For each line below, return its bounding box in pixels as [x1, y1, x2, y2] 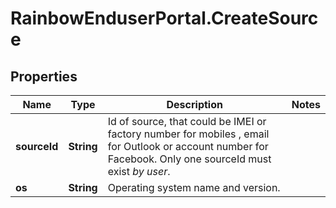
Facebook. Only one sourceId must [107, 152, 272, 166]
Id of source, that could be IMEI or [107, 115, 267, 128]
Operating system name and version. [107, 181, 281, 194]
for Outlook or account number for [107, 140, 269, 153]
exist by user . [107, 165, 171, 178]
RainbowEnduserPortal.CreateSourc [10, 7, 319, 30]
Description [166, 98, 223, 111]
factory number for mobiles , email [107, 127, 270, 141]
